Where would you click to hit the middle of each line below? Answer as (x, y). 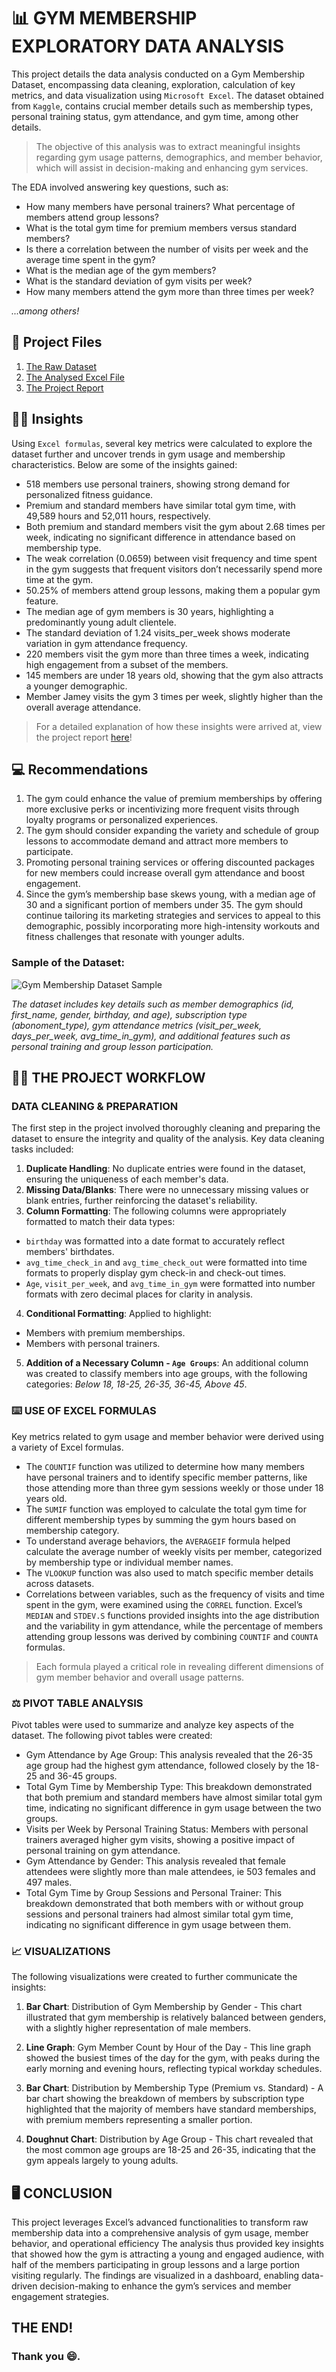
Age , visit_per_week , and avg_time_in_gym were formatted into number (170, 1284)
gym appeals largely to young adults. (102, 2161)
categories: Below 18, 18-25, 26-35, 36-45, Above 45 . (136, 1384)
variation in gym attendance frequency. (106, 643)
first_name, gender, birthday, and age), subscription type (129, 1014)
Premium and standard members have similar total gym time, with (160, 505)
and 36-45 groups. (78, 1776)
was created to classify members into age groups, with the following (166, 1374)
